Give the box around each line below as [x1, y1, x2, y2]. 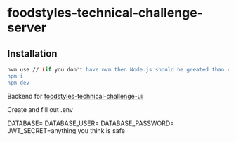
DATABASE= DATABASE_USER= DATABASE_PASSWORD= [7, 119, 174, 127]
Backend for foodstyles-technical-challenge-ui [7, 92, 143, 100]
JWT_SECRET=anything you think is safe [7, 126, 125, 134]
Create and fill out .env [7, 105, 74, 113]
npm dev [7, 79, 30, 86]
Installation [7, 48, 58, 59]
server [7, 20, 47, 36]
